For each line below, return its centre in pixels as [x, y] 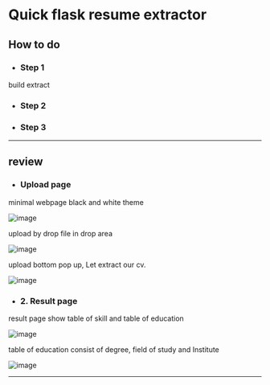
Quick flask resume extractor [108, 15]
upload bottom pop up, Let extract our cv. [77, 264]
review [26, 162]
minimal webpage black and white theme [76, 202]
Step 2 [33, 105]
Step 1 [32, 68]
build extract [29, 84]
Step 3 [33, 127]
